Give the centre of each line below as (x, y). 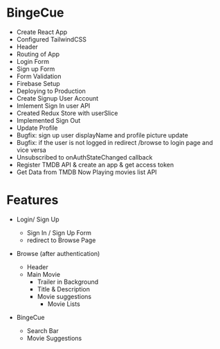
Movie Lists (64, 304)
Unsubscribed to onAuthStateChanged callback (84, 157)
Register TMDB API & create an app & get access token (95, 164)
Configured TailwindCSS (52, 39)
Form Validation (39, 76)
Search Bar (43, 330)
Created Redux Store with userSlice (67, 113)
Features (33, 200)
